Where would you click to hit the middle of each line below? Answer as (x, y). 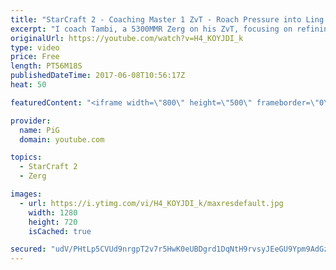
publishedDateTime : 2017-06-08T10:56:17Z (98, 76)
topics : (26, 157)
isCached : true (60, 231)
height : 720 (53, 222)
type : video (35, 47)
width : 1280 (53, 212)
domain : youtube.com (62, 139)
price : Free (35, 57)
